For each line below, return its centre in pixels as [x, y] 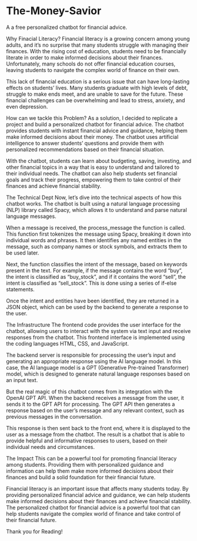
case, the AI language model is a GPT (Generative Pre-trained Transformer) [98, 367]
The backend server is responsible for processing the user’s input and [91, 355]
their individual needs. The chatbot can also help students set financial [92, 173]
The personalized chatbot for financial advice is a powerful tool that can [93, 507]
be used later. [23, 253]
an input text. [22, 380]
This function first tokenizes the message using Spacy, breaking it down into [98, 234]
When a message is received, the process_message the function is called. [96, 227]
